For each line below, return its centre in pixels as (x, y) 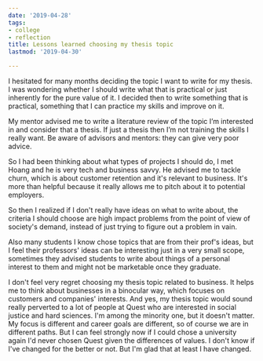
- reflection (29, 37)
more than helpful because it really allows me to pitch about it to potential (127, 186)
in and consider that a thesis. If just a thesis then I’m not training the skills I (128, 129)
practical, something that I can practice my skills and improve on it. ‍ (117, 106)
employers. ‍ (27, 195)
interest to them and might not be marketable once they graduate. (115, 267)
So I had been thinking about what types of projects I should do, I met (121, 161)
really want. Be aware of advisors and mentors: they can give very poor (124, 138)
